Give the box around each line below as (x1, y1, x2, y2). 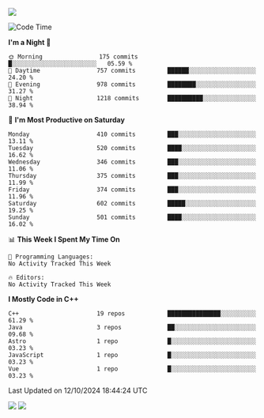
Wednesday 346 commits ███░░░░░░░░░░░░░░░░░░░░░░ (8, 158, 257, 166)
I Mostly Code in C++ (8, 295, 79, 303)
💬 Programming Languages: (8, 253, 93, 261)
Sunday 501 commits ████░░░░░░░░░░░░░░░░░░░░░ (8, 213, 257, 221)
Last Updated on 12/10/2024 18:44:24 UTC (8, 386, 148, 395)
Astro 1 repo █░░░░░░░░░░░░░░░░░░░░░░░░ (8, 337, 257, 345)
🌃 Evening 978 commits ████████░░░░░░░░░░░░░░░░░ (8, 81, 257, 88)
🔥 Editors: (8, 273, 45, 281)
